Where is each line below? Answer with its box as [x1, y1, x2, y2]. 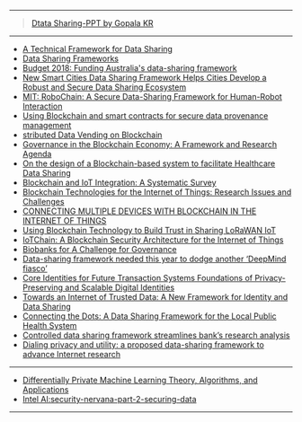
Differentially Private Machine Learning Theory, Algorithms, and [22, 374, 258, 385]
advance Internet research [22, 349, 121, 359]
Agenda [22, 149, 52, 159]
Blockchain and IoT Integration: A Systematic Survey [22, 177, 218, 188]
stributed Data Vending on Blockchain [22, 129, 163, 140]
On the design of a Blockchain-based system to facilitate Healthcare [22, 158, 276, 169]
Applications [22, 384, 69, 395]
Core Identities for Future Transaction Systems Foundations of [22, 273, 253, 283]
